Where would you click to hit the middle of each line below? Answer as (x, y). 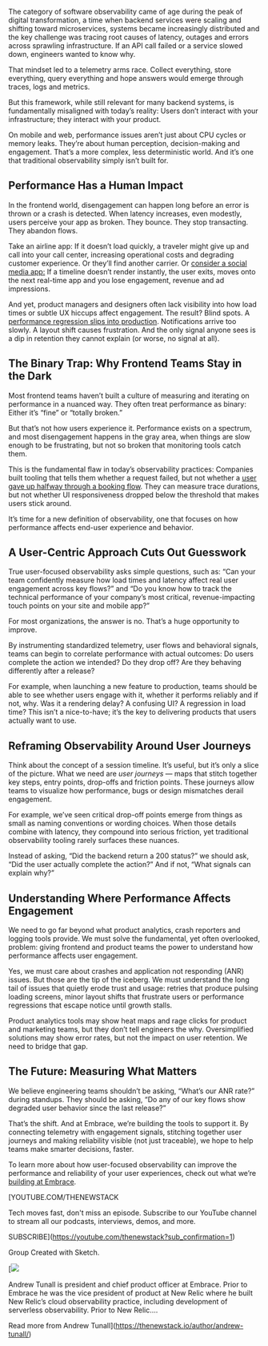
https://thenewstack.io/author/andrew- (180, 1325)
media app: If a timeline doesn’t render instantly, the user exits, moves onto (132, 271)
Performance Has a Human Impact (96, 186)
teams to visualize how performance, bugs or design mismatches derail (126, 791)
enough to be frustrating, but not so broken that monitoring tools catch (125, 445)
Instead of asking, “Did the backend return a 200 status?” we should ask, (129, 856)
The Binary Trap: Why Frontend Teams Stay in (125, 364)
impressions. (29, 289)
